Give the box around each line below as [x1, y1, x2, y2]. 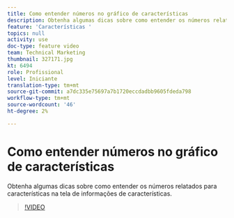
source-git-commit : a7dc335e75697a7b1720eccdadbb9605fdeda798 [7, 88, 192, 95]
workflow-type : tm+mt [7, 95, 70, 102]
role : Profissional [7, 68, 64, 75]
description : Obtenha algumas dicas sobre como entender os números [7, 17, 210, 24]
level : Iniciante [7, 75, 58, 82]
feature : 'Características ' [7, 23, 92, 30]
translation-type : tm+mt [7, 82, 79, 89]
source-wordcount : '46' [7, 101, 77, 108]
